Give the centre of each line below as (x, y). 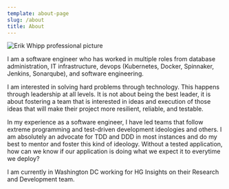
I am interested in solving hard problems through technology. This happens (113, 87)
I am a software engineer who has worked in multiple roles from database (111, 59)
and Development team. (41, 179)
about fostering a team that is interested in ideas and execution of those (109, 102)
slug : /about (26, 20)
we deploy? (23, 159)
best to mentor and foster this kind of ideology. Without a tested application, (115, 144)
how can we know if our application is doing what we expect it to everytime (114, 151)
